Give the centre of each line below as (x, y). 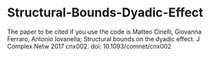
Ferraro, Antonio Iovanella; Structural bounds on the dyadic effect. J (104, 38)
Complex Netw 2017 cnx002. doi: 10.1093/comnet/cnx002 (90, 46)
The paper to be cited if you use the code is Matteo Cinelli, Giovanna (104, 32)
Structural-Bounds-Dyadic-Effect (105, 13)
